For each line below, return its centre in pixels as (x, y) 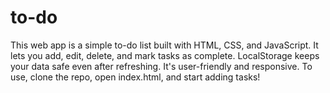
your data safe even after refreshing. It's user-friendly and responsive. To (161, 66)
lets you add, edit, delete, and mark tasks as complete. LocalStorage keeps (165, 55)
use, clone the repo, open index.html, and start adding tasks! (135, 77)
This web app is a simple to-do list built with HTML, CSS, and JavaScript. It (164, 45)
